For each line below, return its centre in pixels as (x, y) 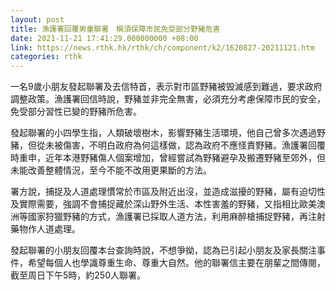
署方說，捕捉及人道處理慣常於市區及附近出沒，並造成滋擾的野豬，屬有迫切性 (168, 192)
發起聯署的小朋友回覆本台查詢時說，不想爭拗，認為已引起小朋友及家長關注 (163, 250)
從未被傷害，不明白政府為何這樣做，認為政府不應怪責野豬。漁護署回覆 (181, 145)
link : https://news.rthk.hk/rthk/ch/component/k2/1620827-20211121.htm (162, 47)
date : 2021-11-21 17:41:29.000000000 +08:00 (104, 38)
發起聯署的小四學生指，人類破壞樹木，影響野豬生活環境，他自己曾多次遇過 (163, 133)
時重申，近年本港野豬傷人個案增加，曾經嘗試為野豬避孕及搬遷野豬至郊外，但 (168, 158)
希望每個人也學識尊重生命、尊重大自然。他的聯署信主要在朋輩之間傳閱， (176, 263)
